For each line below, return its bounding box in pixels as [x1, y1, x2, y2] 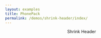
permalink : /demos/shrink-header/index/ [5, 16, 88, 20]
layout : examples [5, 7, 40, 12]
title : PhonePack [5, 11, 40, 16]
